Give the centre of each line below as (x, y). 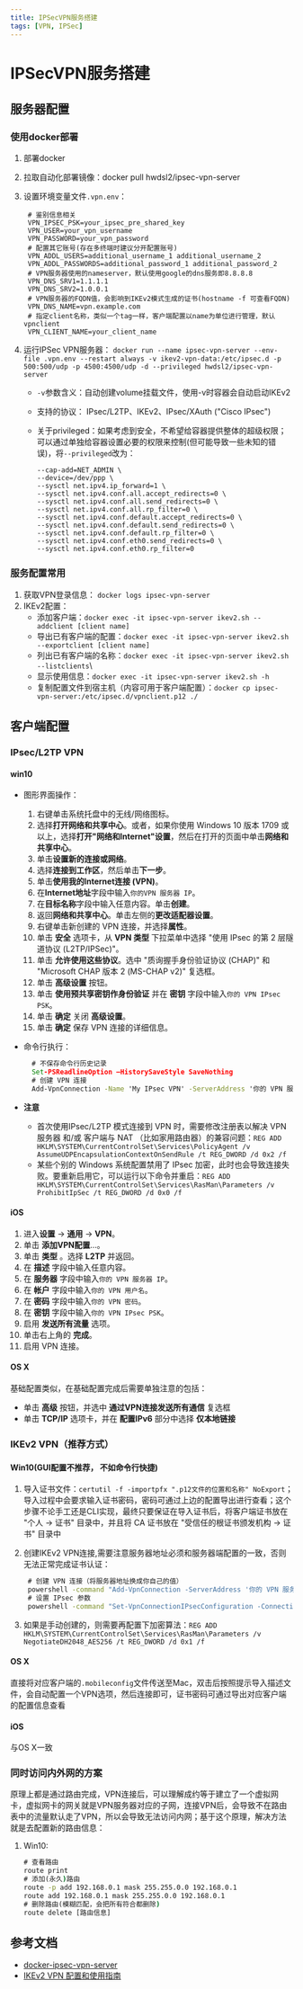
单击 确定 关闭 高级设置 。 (84, 1016)
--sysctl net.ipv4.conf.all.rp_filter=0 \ (117, 510)
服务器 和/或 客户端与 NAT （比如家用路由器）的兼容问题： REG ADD (159, 1137)
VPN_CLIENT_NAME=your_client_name (92, 332)
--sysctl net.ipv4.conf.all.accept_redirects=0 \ (132, 494)
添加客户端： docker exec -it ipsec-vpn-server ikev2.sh (143, 617)
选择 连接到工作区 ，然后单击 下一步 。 (104, 870)
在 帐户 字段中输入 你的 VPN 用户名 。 (88, 1289)
